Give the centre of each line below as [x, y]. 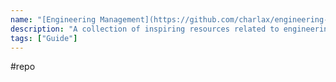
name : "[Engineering [53, 19]
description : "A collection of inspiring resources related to [145, 29]
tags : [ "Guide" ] [44, 38]
